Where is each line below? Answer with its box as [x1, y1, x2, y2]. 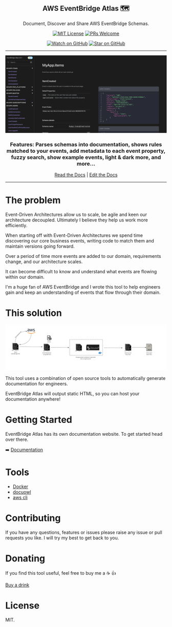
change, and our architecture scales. [5, 258, 83, 265]
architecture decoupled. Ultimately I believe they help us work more [5, 217, 148, 223]
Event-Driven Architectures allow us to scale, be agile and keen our [5, 212, 147, 218]
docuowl [12, 489, 32, 495]
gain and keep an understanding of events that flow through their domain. [5, 289, 161, 296]
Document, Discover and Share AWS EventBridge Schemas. [23, 20, 149, 27]
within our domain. [5, 274, 45, 280]
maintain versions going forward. [5, 243, 75, 250]
